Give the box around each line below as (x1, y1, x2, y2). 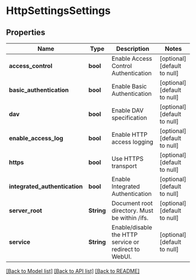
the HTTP (111, 231, 138, 238)
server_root (9, 206, 43, 215)
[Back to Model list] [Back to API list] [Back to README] (6, 268, 140, 274)
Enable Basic (111, 82, 147, 90)
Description (116, 45, 150, 53)
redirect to (111, 246, 140, 253)
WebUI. (111, 253, 132, 261)
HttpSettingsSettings (6, 4, 111, 18)
